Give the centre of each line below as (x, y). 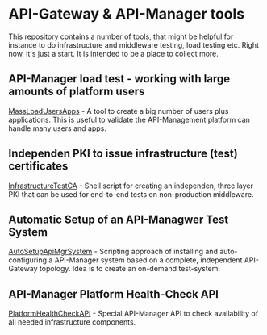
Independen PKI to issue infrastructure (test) (123, 154)
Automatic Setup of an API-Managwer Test (119, 219)
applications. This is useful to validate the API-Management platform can (129, 119)
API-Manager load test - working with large (119, 79)
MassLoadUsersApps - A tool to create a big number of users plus (119, 111)
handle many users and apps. (57, 128)
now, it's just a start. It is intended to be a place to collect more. (114, 53)
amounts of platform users (77, 92)
